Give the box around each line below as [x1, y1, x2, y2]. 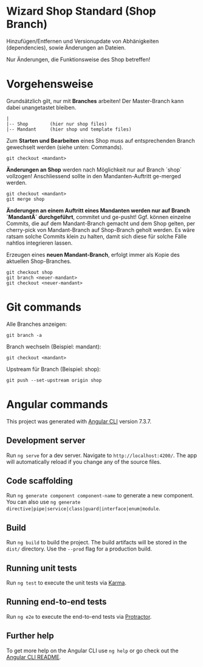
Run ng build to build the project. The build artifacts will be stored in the [6, 539, 187, 546]
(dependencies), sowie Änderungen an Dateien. [6, 44, 126, 51]
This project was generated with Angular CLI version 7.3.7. [6, 417, 152, 425]
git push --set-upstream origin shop [6, 377, 102, 383]
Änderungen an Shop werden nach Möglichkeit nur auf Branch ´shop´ [6, 166, 182, 173]
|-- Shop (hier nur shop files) [6, 121, 108, 127]
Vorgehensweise [6, 78, 94, 91]
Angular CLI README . [6, 653, 61, 660]
